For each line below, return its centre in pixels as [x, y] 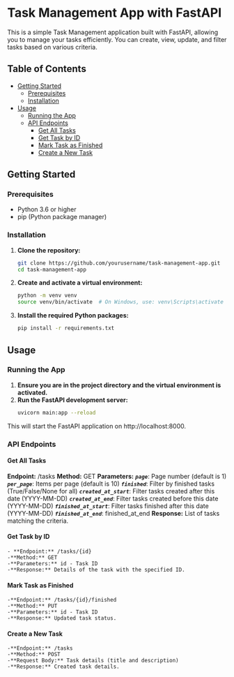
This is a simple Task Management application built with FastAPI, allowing [113, 32]
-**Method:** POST [34, 655]
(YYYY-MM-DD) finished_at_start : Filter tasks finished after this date [108, 506]
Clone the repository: [49, 250]
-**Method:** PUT [32, 606]
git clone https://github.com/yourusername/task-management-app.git [119, 263]
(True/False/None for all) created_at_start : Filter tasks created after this [111, 491]
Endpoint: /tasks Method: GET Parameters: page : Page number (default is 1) [117, 476]
